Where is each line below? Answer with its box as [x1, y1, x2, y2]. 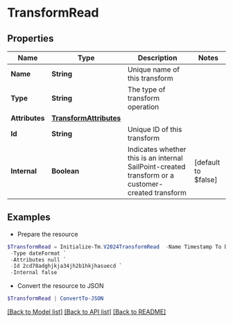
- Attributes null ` [10, 256, 67, 263]
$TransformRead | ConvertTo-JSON [7, 295, 104, 303]
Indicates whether [127, 144, 187, 154]
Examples [7, 212, 51, 223]
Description [137, 53, 178, 62]
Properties [7, 33, 54, 44]
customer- [127, 179, 164, 189]
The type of [127, 85, 166, 94]
